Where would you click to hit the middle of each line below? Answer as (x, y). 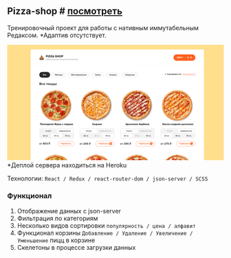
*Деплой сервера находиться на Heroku (67, 165)
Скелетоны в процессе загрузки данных (76, 247)
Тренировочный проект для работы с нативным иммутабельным (103, 27)
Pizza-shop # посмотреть (65, 11)
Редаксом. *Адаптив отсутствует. (57, 35)
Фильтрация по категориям (57, 218)
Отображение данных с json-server (69, 211)
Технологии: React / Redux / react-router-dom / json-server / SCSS (108, 178)
